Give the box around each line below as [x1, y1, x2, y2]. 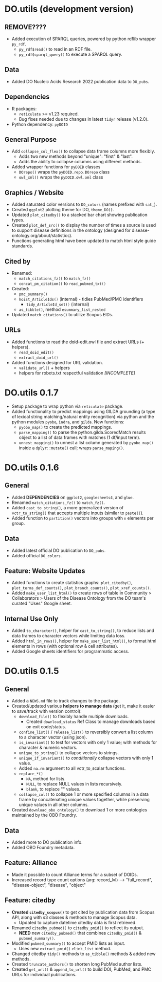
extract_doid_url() [18, 355, 59, 360]
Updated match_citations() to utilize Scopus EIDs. [11, 312, 113, 318]
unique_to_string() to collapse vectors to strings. [18, 750, 119, 756]
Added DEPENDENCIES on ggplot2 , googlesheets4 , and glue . [11, 494, 134, 500]
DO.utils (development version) [4, 3, 134, 15]
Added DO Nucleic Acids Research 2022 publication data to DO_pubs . [11, 78, 149, 84]
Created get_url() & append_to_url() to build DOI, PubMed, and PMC [11, 966, 152, 972]
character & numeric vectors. [18, 744, 77, 751]
